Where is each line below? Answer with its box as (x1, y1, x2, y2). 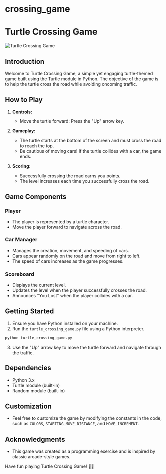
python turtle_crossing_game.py (5, 335, 72, 340)
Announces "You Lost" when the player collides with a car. (12, 293, 133, 299)
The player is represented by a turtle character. (12, 219, 110, 225)
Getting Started (5, 307, 54, 316)
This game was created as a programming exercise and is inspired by (12, 448, 156, 454)
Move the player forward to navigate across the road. (12, 224, 122, 230)
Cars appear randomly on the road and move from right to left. (12, 253, 141, 259)
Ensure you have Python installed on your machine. (12, 320, 118, 326)
